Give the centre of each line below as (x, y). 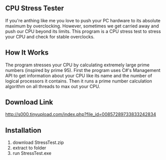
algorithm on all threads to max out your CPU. (53, 86)
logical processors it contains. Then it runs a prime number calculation (79, 81)
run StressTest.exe (32, 153)
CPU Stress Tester (35, 8)
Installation (23, 130)
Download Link (29, 103)
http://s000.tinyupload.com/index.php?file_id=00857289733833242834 (81, 114)
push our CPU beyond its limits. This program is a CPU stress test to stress (83, 31)
